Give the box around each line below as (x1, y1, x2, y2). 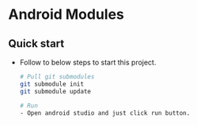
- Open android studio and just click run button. (19, 108, 191, 117)
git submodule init (19, 80, 85, 88)
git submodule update (19, 87, 91, 95)
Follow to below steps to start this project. (19, 57, 157, 67)
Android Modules (8, 6, 125, 24)
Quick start (8, 37, 65, 50)
